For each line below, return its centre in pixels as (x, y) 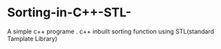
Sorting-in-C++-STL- (69, 13)
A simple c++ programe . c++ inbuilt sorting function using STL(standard (111, 31)
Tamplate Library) (32, 38)
